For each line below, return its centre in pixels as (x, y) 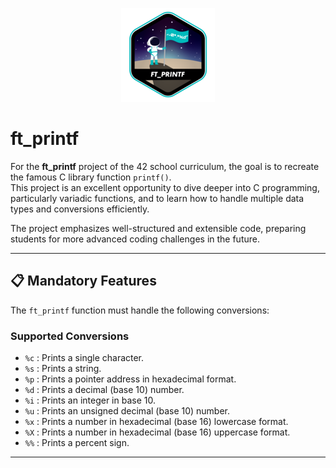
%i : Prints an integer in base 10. (90, 400)
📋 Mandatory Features (83, 281)
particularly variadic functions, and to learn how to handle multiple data (157, 198)
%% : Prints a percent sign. (77, 443)
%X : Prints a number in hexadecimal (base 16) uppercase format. (157, 432)
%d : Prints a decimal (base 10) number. (104, 390)
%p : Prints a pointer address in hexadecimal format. (130, 379)
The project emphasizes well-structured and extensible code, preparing (158, 228)
